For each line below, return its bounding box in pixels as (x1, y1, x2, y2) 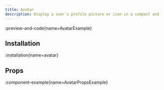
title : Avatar (5, 7, 34, 12)
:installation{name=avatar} (5, 52, 59, 58)
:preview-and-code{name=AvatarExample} (5, 25, 92, 31)
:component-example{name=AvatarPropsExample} (5, 79, 108, 86)
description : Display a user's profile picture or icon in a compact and (5, 12, 160, 17)
